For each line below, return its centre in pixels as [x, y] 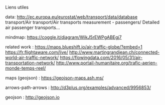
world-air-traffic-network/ [32, 57]
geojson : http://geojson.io [33, 97]
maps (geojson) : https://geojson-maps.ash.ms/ [54, 78]
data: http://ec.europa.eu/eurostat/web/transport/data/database [71, 17]
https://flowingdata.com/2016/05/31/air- [101, 57]
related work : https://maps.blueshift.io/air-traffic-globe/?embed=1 [74, 47]
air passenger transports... [33, 27]
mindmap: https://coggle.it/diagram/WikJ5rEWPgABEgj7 [63, 37]
